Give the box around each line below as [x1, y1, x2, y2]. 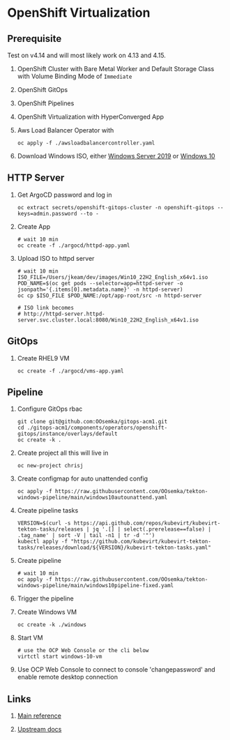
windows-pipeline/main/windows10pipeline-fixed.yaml [17, 582, 174, 589]
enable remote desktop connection [17, 673, 118, 681]
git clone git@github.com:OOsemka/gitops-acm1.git [17, 418, 168, 425]
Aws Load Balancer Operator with [17, 126, 114, 134]
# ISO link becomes [17, 304, 75, 311]
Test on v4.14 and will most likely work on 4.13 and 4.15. [7, 51, 166, 59]
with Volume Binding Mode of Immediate [17, 72, 132, 80]
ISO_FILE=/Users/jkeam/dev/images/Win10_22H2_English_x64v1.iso [17, 273, 208, 280]
